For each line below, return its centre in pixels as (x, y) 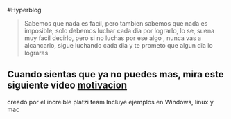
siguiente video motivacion (67, 85)
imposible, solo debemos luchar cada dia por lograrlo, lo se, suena (119, 31)
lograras (36, 53)
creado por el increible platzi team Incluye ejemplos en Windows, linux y (110, 102)
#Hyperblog (24, 10)
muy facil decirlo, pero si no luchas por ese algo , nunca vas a (113, 38)
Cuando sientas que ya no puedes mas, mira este (115, 74)
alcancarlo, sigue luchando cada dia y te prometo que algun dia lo (118, 45)
